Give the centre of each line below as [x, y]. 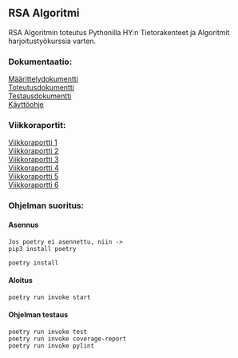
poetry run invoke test [48, 332]
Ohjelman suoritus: [46, 205]
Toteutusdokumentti [41, 88]
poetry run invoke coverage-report [67, 339]
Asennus [24, 225]
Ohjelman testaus [38, 315]
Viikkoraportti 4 [34, 168]
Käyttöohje [26, 105]
